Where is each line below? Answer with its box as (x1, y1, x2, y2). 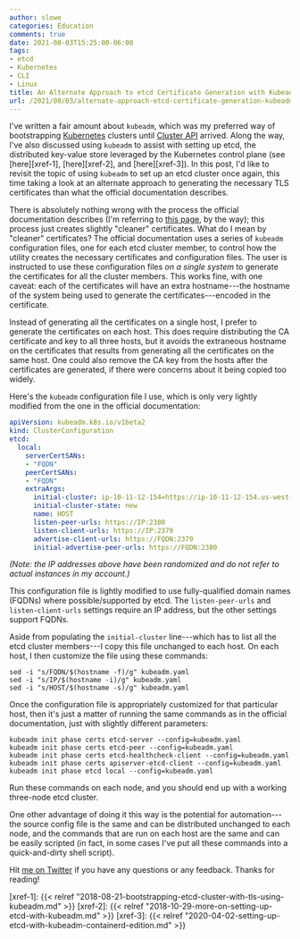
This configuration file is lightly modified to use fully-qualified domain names (9, 586, 291, 596)
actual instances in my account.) (9, 569, 130, 579)
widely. (9, 374, 36, 385)
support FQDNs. (9, 614, 70, 625)
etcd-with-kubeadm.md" (9, 910, 101, 921)
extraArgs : (25, 485, 66, 494)
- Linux (9, 80, 38, 89)
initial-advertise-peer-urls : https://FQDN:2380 (32, 543, 218, 552)
